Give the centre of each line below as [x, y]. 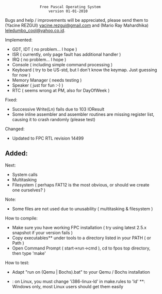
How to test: [17, 263]
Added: [16, 153]
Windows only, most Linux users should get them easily [68, 286]
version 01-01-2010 [68, 11]
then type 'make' [29, 253]
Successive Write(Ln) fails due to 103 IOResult [58, 109]
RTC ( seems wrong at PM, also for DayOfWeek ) [61, 90]
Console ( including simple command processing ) [62, 65]
